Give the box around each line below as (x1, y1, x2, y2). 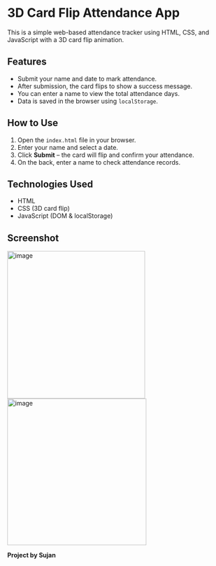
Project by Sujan (7, 551, 56, 560)
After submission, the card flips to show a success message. (17, 82, 193, 90)
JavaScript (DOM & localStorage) (17, 212, 113, 220)
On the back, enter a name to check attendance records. (17, 158, 181, 166)
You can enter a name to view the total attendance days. (17, 89, 180, 97)
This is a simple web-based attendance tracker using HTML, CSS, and (7, 28, 210, 36)
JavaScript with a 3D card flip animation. (7, 35, 124, 43)
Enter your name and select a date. (17, 143, 119, 151)
